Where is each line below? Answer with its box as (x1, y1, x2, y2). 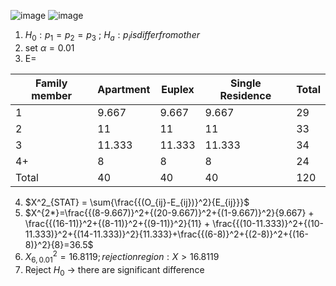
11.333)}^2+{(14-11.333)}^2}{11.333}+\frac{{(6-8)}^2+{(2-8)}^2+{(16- (24, 228, 309, 240)
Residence (219, 88, 272, 102)
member (31, 88, 73, 102)
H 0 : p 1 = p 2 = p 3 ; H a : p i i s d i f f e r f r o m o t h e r (24, 29, 200, 43)
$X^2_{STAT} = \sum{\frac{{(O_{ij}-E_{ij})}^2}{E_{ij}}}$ (24, 196, 250, 208)
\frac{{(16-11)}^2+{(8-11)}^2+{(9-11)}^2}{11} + (24, 217, 211, 229)
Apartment (97, 82, 151, 96)
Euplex (161, 82, 195, 96)
